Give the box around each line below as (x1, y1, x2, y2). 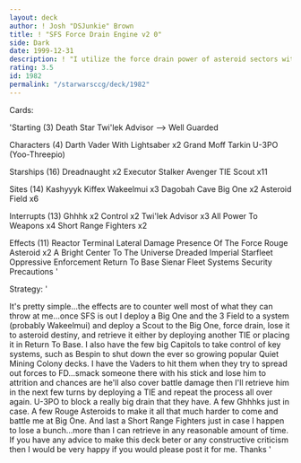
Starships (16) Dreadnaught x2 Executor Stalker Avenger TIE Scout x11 (9, 166, 268, 177)
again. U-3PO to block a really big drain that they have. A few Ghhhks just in (9, 396, 289, 406)
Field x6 (9, 193, 39, 204)
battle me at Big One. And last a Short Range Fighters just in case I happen (9, 415, 285, 426)
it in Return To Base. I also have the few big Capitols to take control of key (9, 338, 281, 350)
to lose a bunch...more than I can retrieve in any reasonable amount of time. (9, 424, 289, 435)
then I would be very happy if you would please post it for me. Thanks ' (9, 443, 271, 454)
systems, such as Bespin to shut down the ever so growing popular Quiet (9, 348, 279, 359)
